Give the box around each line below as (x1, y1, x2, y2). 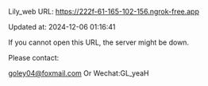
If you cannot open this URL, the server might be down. (8, 37, 189, 47)
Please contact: (8, 53, 60, 62)
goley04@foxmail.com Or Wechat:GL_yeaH (8, 68, 149, 78)
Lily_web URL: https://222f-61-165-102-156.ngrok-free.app (8, 7, 200, 16)
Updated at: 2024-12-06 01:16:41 (8, 22, 116, 31)
